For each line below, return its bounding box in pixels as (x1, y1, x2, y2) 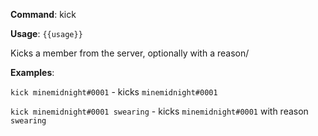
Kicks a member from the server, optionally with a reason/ (10, 47, 250, 59)
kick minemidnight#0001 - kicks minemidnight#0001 (10, 86, 218, 98)
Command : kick (10, 9, 77, 20)
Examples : (10, 67, 55, 78)
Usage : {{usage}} (10, 28, 83, 39)
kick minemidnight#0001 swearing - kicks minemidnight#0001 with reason (10, 105, 309, 117)
